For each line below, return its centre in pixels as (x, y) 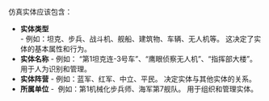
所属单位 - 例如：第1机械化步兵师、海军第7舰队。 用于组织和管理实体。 (139, 89)
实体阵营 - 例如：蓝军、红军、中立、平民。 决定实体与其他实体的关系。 (138, 79)
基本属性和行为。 (63, 49)
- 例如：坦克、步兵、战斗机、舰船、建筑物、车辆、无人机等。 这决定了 (137, 39)
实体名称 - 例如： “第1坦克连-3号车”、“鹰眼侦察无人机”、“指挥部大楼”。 (138, 59)
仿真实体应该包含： (40, 12)
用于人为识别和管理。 (55, 69)
